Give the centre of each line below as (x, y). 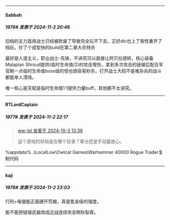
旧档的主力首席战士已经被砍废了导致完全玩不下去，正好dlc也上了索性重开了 (84, 41)
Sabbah (13, 15)
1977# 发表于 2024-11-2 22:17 (37, 117)
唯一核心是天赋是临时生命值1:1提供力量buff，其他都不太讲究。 (70, 88)
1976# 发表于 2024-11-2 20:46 (38, 27)
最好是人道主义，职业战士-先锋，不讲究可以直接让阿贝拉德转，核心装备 (79, 58)
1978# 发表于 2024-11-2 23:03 (37, 187)
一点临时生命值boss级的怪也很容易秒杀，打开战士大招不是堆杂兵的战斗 (88, 71)
